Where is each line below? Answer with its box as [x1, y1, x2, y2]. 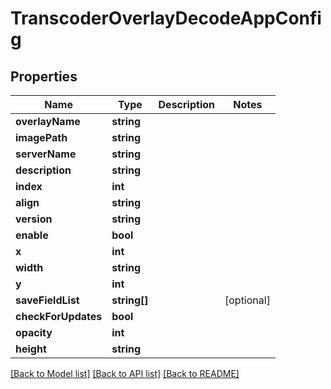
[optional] [224, 293, 271, 307]
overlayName [15, 115, 81, 128]
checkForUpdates [15, 310, 103, 323]
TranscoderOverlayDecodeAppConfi [10, 7, 322, 30]
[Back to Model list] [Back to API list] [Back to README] [10, 368, 240, 379]
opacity [15, 326, 53, 339]
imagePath [15, 131, 68, 144]
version [15, 212, 53, 226]
